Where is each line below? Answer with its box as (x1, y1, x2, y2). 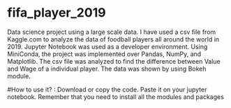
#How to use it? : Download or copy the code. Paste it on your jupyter (7, 85, 207, 93)
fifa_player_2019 (7, 5, 106, 21)
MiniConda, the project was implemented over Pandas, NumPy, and (7, 50, 202, 58)
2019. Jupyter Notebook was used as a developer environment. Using (7, 42, 208, 51)
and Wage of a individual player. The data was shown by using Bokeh (7, 64, 207, 73)
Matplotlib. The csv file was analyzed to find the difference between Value (7, 57, 221, 65)
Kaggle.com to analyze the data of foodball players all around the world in (7, 35, 220, 43)
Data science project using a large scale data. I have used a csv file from (7, 28, 216, 36)
